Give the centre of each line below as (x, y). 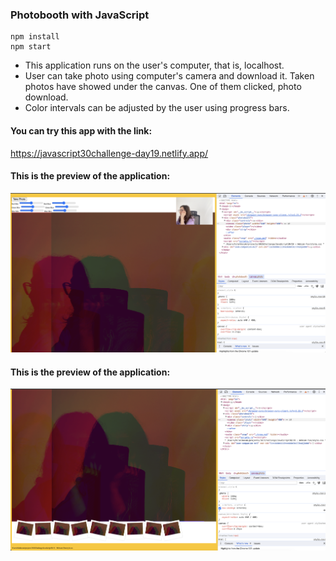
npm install (35, 37)
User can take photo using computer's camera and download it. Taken (169, 76)
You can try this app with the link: (81, 130)
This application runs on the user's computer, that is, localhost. (154, 65)
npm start (31, 47)
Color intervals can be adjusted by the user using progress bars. (157, 108)
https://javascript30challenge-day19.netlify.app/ (109, 153)
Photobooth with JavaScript (80, 15)
